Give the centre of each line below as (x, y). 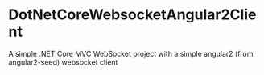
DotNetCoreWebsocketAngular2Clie (132, 15)
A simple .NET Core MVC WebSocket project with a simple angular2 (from (131, 53)
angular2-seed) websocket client (63, 62)
